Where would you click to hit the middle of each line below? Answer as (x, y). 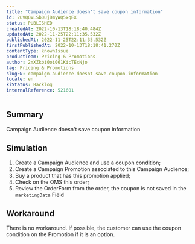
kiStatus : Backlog (29, 85)
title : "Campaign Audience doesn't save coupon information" (85, 12)
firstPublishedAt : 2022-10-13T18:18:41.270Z (63, 46)
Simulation (27, 148)
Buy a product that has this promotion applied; (73, 175)
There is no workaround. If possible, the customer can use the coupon (94, 228)
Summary (25, 115)
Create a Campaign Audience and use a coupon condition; (88, 163)
